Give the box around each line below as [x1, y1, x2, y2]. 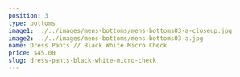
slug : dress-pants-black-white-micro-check [8, 57, 157, 65]
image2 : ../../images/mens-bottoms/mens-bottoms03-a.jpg [8, 34, 204, 43]
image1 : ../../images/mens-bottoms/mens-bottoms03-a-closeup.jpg [8, 26, 232, 34]
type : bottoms [8, 19, 56, 27]
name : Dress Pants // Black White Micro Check [8, 42, 168, 50]
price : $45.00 [8, 49, 56, 57]
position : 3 [8, 11, 48, 20]
